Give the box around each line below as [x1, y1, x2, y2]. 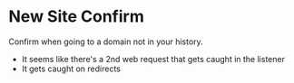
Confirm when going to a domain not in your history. [8, 36, 203, 47]
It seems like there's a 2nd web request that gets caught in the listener [21, 53, 285, 64]
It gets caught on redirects [21, 63, 122, 74]
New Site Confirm [8, 6, 144, 27]
